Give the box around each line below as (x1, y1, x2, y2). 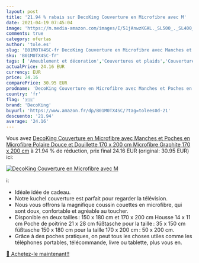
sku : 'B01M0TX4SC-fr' (6, 53, 60, 59)
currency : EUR (6, 69, 41, 75)
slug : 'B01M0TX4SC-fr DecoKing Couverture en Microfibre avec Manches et (6, 47, 192, 53)
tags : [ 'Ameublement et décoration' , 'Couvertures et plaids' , (6, 58, 166, 64)
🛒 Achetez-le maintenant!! (6, 251, 70, 258)
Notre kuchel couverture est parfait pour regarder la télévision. (14, 195, 168, 202)
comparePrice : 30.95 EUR (6, 80, 68, 86)
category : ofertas (6, 36, 52, 42)
